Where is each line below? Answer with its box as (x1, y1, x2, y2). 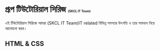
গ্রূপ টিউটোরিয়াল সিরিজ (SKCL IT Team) (5, 4, 91, 15)
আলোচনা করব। (5, 25, 28, 31)
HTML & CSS (5, 40, 45, 48)
